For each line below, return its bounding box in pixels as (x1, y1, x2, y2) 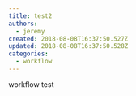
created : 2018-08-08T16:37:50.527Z (8, 34, 129, 43)
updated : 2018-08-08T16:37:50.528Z (8, 42, 129, 50)
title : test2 (8, 11, 53, 20)
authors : (8, 20, 38, 28)
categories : (8, 50, 49, 58)
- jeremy (15, 27, 45, 35)
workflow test (8, 79, 54, 89)
